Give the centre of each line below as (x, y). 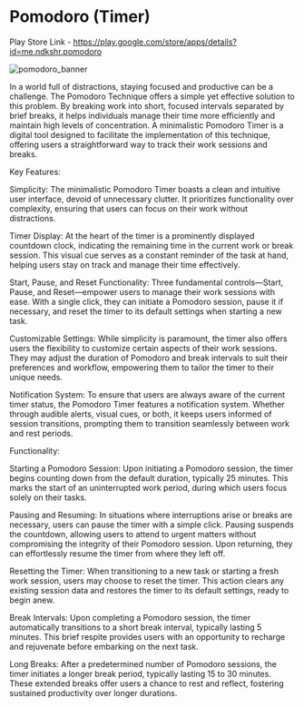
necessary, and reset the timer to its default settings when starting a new (146, 311)
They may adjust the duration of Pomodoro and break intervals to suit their (149, 358)
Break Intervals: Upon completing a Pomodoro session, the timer (130, 617)
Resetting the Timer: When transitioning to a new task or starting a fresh (144, 571)
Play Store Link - (40, 42)
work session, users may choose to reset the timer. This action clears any (147, 580)
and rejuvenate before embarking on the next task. (104, 646)
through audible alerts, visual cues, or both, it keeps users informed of (141, 414)
